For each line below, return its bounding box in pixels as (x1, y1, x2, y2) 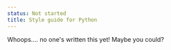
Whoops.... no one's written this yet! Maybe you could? (7, 35, 165, 43)
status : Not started (7, 10, 67, 17)
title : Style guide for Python (7, 16, 98, 23)
